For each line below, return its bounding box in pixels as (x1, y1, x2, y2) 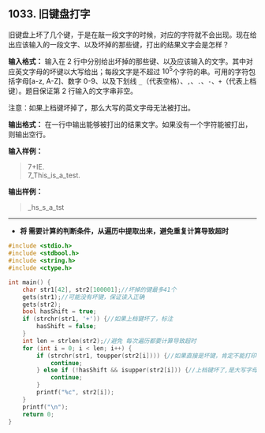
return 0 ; (22, 410, 55, 418)
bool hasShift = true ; (22, 308, 97, 315)
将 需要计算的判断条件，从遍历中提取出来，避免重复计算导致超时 (19, 226, 230, 236)
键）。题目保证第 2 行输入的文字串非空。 (8, 86, 138, 96)
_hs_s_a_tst (27, 203, 65, 212)
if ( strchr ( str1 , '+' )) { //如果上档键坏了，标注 (22, 315, 174, 323)
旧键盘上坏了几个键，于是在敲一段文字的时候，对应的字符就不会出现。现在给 (8, 30, 257, 39)
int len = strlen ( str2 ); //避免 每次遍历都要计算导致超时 (22, 337, 197, 345)
